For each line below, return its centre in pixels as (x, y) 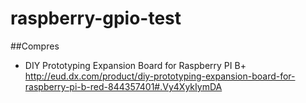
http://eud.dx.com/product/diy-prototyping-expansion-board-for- (160, 76)
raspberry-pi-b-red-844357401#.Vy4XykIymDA (123, 86)
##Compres (35, 46)
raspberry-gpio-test (96, 18)
